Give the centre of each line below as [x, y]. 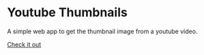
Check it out [24, 44]
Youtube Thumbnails [67, 13]
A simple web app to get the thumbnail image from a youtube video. [102, 31]
